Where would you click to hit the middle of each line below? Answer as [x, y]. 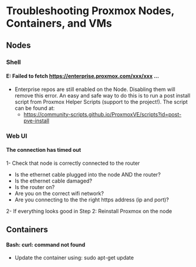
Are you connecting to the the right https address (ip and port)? [92, 200]
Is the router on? [35, 187]
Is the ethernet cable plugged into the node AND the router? [88, 174]
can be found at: [35, 108]
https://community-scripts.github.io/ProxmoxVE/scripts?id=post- [102, 114]
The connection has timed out [44, 150]
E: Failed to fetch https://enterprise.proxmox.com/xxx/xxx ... [83, 76]
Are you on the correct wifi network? [59, 193]
